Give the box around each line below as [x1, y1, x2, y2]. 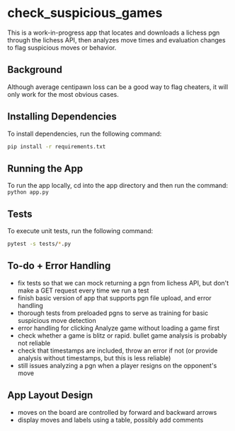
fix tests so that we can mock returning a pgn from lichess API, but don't [17, 278, 229, 287]
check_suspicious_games [7, 5, 163, 21]
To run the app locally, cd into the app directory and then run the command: [7, 182, 229, 190]
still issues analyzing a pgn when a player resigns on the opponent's [17, 361, 217, 370]
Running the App [7, 163, 84, 175]
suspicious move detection [17, 316, 97, 324]
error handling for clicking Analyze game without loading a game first [17, 324, 220, 332]
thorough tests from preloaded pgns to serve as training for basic [17, 309, 209, 317]
